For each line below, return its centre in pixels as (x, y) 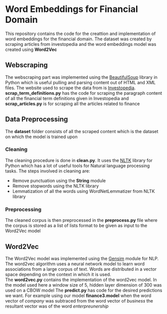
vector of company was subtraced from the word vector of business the (79, 301)
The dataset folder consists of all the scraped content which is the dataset (82, 131)
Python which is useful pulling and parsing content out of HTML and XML (81, 82)
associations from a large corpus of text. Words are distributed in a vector (81, 269)
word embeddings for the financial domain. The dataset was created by (79, 39)
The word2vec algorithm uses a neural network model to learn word (75, 264)
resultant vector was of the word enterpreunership (57, 306)
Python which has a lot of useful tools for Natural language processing (78, 165)
